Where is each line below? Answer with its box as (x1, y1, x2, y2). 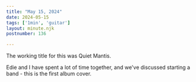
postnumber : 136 (6, 31, 46, 37)
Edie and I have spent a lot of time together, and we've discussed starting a (6, 64, 191, 71)
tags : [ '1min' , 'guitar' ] (6, 20, 70, 26)
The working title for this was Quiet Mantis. (6, 52, 112, 59)
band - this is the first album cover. (6, 70, 92, 77)
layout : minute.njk (6, 25, 55, 31)
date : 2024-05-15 (6, 14, 49, 20)
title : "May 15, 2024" (6, 8, 62, 15)
